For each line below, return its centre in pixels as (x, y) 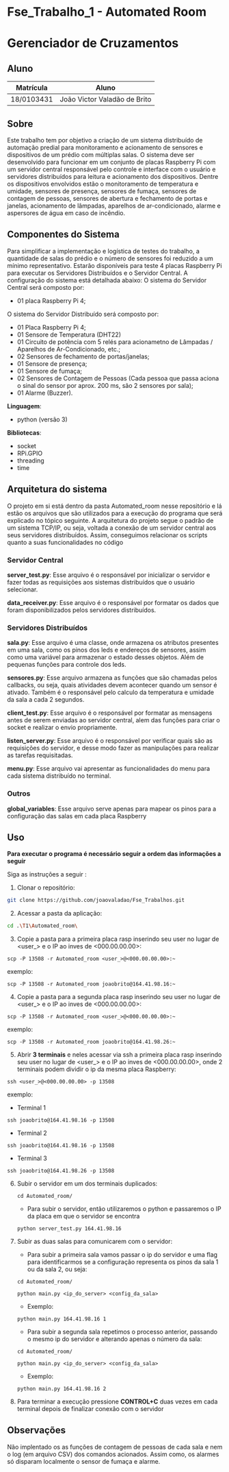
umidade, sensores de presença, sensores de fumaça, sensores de (102, 191)
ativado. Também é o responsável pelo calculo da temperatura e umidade (110, 692)
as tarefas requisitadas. (40, 755)
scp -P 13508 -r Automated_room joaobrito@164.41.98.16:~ (91, 984)
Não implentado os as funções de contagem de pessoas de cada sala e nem (115, 1447)
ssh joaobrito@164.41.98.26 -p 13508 (61, 1171)
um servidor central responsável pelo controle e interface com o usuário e (111, 169)
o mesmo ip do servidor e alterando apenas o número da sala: (114, 1339)
